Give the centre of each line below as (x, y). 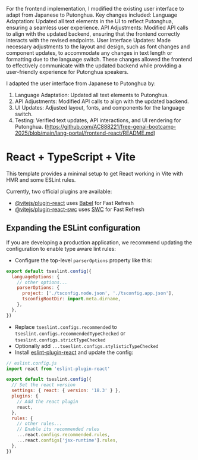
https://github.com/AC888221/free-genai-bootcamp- (111, 127)
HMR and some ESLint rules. (41, 180)
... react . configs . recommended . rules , (64, 435)
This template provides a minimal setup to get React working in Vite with (95, 173)
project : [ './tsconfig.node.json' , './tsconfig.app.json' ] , (98, 293)
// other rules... (40, 424)
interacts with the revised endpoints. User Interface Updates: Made (89, 40)
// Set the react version (44, 385)
